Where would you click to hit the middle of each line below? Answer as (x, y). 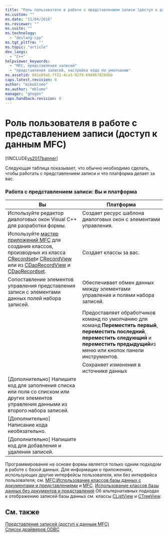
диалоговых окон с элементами (121, 220)
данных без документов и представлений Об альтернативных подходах (82, 491)
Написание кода (28, 425)
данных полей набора (34, 298)
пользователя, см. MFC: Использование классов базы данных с (73, 480)
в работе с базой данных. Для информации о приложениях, (69, 470)
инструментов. (100, 356)
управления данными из (37, 404)
